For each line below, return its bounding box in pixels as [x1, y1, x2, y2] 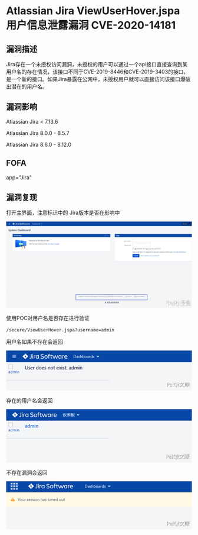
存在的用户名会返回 [6, 397, 53, 404]
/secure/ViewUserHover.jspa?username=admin [6, 327, 115, 333]
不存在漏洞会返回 [6, 469, 48, 476]
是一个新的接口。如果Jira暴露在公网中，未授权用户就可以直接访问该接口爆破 [6, 76, 191, 82]
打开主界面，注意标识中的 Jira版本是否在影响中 [6, 209, 120, 217]
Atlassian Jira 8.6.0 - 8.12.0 [6, 141, 72, 148]
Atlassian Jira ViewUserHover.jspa [6, 4, 180, 18]
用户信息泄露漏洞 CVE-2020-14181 [6, 19, 176, 32]
